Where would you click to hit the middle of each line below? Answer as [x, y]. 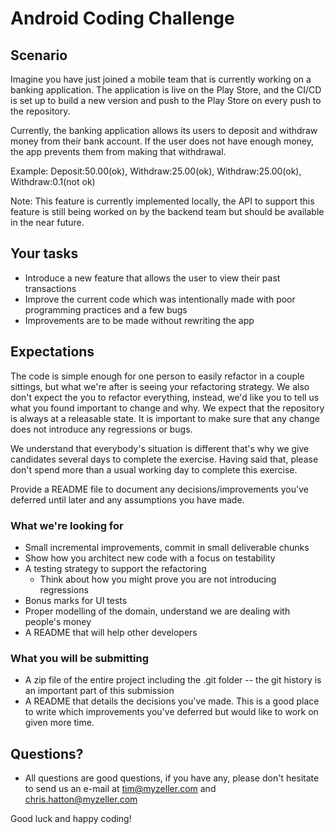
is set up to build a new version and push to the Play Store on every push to [166, 100]
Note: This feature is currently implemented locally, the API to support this [162, 201]
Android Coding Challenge [122, 18]
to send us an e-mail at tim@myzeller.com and [120, 789]
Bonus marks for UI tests [76, 600]
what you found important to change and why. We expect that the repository [167, 408]
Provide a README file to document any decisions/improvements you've [159, 489]
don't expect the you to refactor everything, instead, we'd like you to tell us [165, 397]
